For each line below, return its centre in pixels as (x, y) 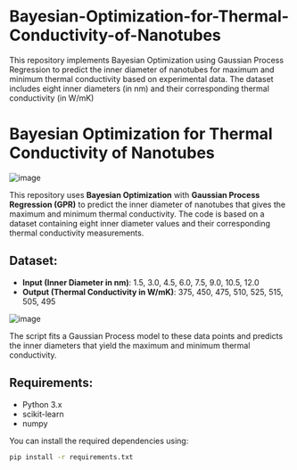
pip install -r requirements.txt (71, 457)
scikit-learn (43, 414)
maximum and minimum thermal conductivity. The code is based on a (137, 214)
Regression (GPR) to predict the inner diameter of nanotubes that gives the (148, 204)
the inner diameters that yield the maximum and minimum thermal (130, 345)
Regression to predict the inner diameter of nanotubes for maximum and (142, 70)
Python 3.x (42, 404)
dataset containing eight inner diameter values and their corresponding (140, 223)
